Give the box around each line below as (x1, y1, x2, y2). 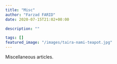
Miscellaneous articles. (5, 54, 53, 60)
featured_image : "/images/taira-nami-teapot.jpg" (5, 40, 113, 45)
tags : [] (5, 35, 24, 41)
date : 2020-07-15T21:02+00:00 (5, 17, 70, 22)
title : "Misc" (5, 7, 36, 13)
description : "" (5, 26, 40, 31)
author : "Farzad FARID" (5, 12, 56, 17)
